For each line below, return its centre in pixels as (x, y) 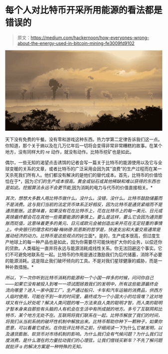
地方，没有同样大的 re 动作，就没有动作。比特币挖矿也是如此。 (70, 152)
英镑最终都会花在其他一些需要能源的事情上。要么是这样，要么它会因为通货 (82, 217)
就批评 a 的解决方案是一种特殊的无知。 (45, 346)
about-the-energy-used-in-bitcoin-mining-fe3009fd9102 (76, 43)
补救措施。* (21, 267)
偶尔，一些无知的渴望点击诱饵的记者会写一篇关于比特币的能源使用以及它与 (82, 162)
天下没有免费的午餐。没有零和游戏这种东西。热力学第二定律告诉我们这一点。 (84, 139)
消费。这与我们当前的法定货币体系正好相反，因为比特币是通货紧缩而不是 (88, 204)
